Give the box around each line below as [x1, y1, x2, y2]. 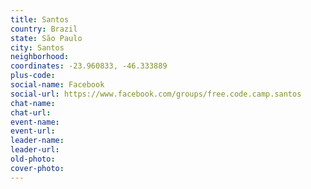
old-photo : [10, 154, 56, 164]
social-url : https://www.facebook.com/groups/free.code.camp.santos [10, 89, 302, 99]
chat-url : [10, 107, 52, 118]
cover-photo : [10, 163, 65, 173]
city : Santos [10, 42, 65, 53]
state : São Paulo [10, 33, 83, 43]
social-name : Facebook [10, 80, 105, 90]
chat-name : [10, 98, 56, 108]
